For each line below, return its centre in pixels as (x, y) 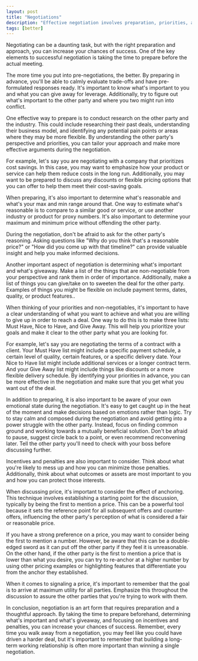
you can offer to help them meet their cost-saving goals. (75, 186)
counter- (174, 511)
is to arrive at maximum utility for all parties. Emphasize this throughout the (97, 590)
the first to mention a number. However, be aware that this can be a (88, 541)
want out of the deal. (31, 388)
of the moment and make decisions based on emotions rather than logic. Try (99, 412)
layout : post (22, 12)
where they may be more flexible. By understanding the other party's (90, 137)
